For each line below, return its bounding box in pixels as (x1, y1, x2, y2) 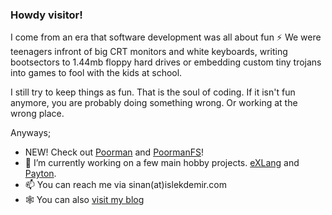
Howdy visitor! (10, 8, 83, 22)
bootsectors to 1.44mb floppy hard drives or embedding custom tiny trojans (10, 56, 322, 68)
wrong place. (10, 108, 65, 120)
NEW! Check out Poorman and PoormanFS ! (24, 146, 204, 158)
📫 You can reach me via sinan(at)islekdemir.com (24, 179, 227, 191)
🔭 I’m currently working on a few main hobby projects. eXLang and (24, 157, 300, 169)
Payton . (24, 168, 57, 180)
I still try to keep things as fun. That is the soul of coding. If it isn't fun (10, 86, 296, 98)
